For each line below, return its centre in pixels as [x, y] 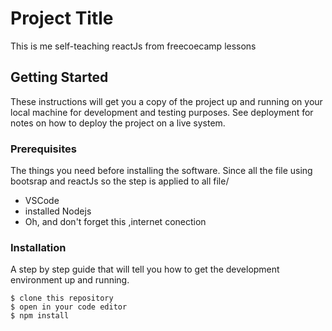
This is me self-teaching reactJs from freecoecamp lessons [133, 46]
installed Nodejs [58, 211]
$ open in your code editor [69, 307]
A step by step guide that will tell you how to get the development [145, 269]
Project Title [62, 18]
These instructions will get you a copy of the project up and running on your [166, 101]
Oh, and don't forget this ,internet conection [115, 222]
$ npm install [40, 316]
